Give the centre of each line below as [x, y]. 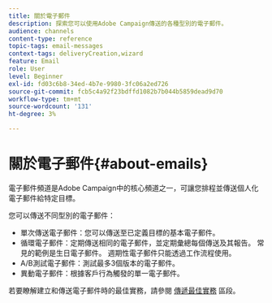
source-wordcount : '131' [50, 106]
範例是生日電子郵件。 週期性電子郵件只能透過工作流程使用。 [135, 253]
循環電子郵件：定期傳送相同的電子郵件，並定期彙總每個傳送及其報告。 [138, 242]
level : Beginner [36, 76]
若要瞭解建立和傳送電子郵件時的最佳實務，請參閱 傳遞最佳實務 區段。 [124, 290]
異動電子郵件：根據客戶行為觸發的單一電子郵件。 [102, 273]
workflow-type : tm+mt [45, 99]
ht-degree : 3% [32, 115]
